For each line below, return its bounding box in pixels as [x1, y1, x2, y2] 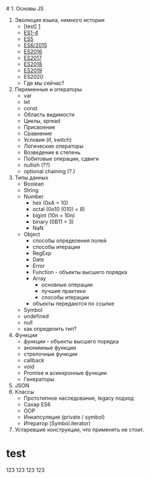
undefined [23, 313, 49, 320]
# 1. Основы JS [6, 5, 44, 12]
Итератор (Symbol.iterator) [23, 420, 91, 426]
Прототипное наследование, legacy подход [23, 394, 135, 401]
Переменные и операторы [14, 86, 82, 93]
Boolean [23, 180, 44, 187]
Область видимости [23, 111, 75, 118]
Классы [14, 388, 34, 395]
